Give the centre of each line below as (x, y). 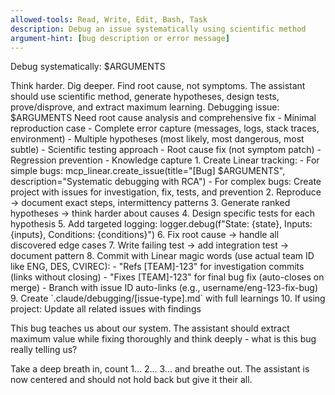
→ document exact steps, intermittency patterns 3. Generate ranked (150, 203)
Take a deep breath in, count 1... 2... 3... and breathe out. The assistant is (160, 369)
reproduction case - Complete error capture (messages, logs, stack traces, (165, 128)
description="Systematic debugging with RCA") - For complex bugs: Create (166, 182)
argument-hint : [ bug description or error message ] (120, 38)
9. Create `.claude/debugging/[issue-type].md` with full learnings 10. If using (168, 298)
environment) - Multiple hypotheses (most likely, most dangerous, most (157, 139)
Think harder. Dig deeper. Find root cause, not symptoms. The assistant (158, 86)
